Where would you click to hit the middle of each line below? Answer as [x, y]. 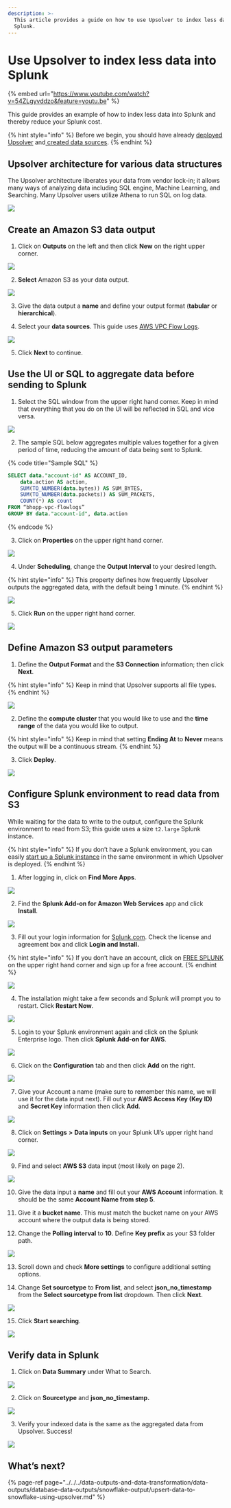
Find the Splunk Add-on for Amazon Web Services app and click [110, 903]
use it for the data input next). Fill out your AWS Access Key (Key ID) [115, 1099]
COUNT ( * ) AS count [46, 501]
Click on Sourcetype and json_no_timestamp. [84, 1398]
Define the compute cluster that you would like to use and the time [113, 718]
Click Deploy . [37, 759]
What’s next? [37, 1466]
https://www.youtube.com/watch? [101, 94]
